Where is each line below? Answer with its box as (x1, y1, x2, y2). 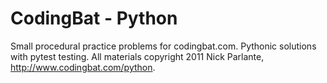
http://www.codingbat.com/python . (10, 61, 156, 73)
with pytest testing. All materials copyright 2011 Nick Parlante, (10, 50, 265, 62)
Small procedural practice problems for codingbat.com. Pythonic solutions (10, 40, 317, 52)
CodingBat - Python (10, 7, 178, 30)
